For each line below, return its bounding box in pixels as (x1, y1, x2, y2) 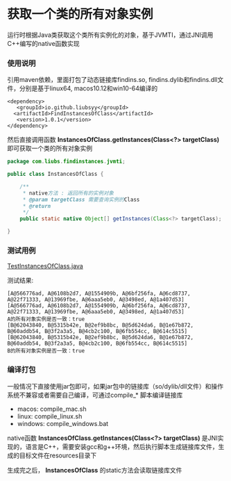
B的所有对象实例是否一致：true (7, 348, 85, 354)
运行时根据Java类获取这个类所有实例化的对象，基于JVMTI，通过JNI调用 (7, 31, 214, 39)
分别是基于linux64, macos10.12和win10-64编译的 (19, 84, 158, 92)
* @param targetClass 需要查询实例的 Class (22, 196, 140, 203)
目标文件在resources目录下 (19, 451, 97, 459)
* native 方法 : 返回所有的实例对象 (22, 189, 114, 197)
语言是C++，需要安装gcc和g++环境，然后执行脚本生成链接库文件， (25, 442, 219, 450)
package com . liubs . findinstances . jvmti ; (7, 158, 126, 165)
